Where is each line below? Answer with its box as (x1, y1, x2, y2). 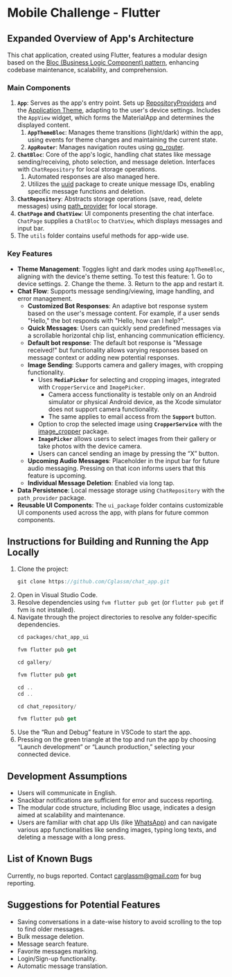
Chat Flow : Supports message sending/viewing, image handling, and (17, 287, 215, 295)
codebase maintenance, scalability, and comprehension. (7, 66, 168, 74)
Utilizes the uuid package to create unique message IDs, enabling (27, 180, 215, 188)
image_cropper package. (37, 427, 109, 435)
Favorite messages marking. (17, 946, 98, 955)
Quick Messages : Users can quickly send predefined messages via (27, 324, 222, 332)
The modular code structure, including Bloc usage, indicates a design (17, 803, 216, 812)
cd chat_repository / (17, 703, 77, 710)
